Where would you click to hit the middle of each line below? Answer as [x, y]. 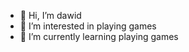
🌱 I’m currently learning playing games [99, 36]
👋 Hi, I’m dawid [50, 15]
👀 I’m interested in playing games [88, 26]
